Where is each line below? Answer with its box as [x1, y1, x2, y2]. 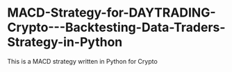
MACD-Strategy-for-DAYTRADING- [7, 5, 217, 21]
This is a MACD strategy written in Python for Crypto [7, 57, 158, 65]
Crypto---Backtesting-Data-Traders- [7, 19, 226, 35]
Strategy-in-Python [7, 35, 123, 50]
